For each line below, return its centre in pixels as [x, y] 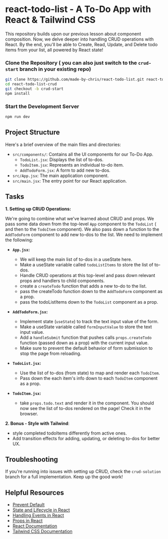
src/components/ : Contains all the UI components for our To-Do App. [83, 154]
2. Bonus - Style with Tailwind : [37, 423]
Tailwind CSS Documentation [42, 531]
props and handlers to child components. [62, 281]
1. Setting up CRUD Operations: [38, 209]
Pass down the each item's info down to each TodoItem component [89, 378]
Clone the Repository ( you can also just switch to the [71, 63]
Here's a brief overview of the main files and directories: [63, 145]
